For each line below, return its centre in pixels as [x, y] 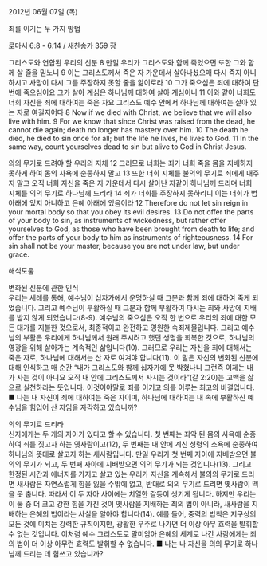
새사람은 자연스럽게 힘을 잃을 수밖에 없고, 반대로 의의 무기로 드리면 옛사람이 [133, 484]
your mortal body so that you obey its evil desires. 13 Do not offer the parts [131, 212]
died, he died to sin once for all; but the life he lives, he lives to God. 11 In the [133, 138]
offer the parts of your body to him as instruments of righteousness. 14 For [131, 237]
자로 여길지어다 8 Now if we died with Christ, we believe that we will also [134, 112]
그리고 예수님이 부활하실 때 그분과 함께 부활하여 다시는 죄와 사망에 [140, 308]
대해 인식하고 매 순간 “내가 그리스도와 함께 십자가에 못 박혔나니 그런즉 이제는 [127, 368]
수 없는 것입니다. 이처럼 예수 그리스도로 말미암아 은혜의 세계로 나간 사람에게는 [128, 534]
